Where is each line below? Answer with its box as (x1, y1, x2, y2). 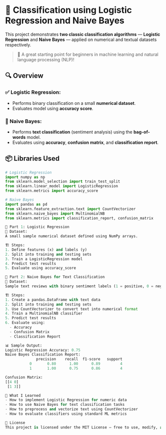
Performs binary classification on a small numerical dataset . (12, 100, 136, 106)
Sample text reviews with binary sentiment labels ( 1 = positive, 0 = (5, 284, 154, 289)
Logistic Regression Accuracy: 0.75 (5, 348, 81, 352)
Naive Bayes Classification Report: (5, 352, 81, 357)
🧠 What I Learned (5, 393, 41, 398)
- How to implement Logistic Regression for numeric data (5, 397, 127, 402)
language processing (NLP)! (17, 56, 75, 62)
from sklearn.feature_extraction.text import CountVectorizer (5, 206, 136, 212)
